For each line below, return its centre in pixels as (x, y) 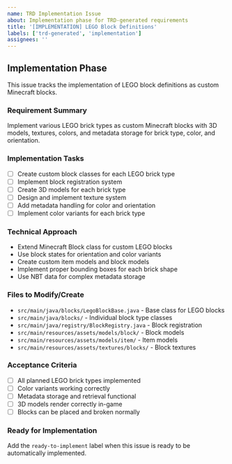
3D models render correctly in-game (70, 404)
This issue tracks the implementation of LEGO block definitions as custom (113, 85)
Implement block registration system (70, 182)
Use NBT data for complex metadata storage (81, 277)
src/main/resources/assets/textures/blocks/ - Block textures (107, 347)
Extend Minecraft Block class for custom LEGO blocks (95, 247)
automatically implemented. (47, 453)
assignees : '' (28, 40)
